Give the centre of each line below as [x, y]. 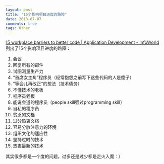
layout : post [19, 10]
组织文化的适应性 [30, 133]
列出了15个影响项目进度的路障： [38, 48]
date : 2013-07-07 [24, 19]
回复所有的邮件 [28, 65]
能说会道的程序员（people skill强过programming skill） [69, 102]
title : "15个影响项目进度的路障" [36, 14]
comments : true [21, 24]
